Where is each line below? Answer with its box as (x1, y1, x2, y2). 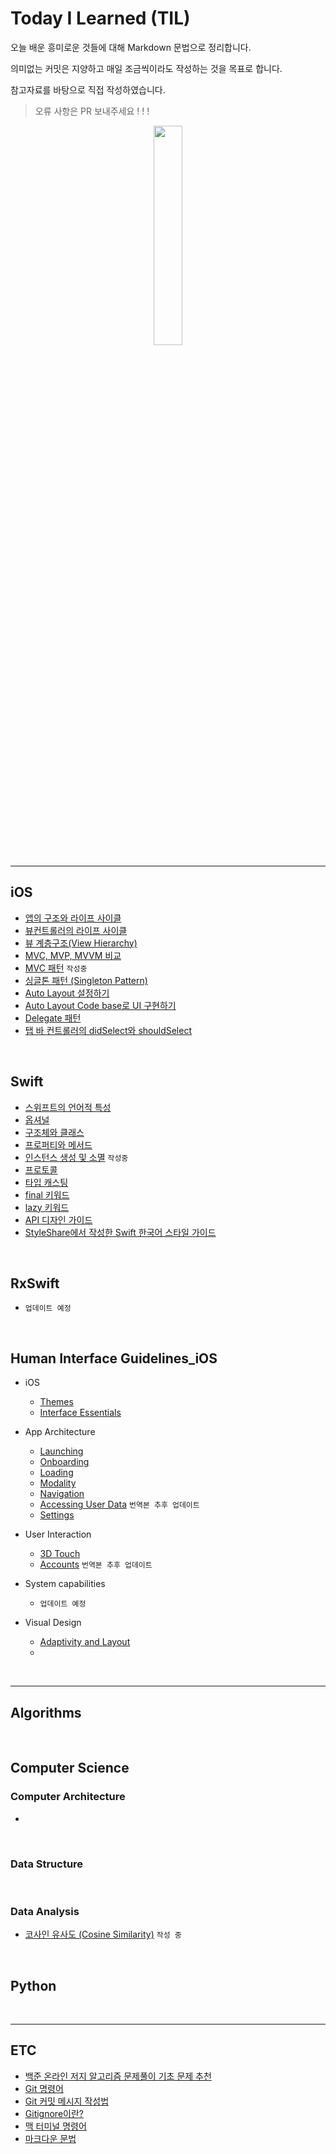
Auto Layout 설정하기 (24, 987, 110, 999)
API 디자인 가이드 (24, 1213, 93, 1226)
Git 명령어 (24, 2082, 64, 2094)
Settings (39, 1509, 75, 1521)
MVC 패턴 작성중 (24, 962, 88, 974)
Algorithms (10, 1704, 82, 1721)
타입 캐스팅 (24, 1176, 69, 1188)
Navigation (39, 1488, 85, 1500)
